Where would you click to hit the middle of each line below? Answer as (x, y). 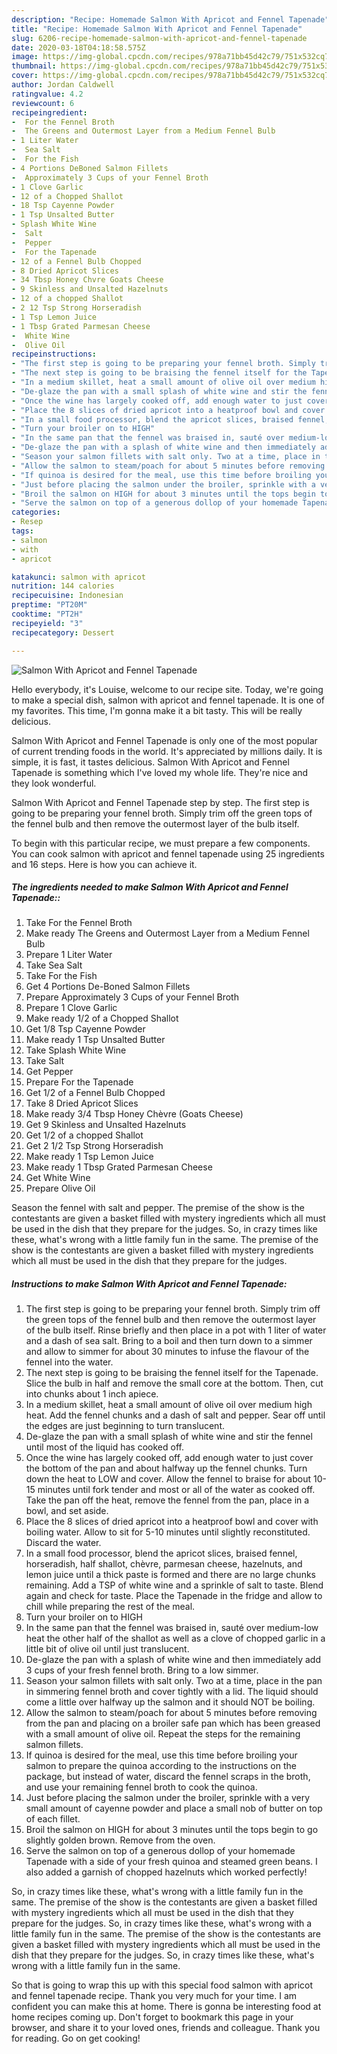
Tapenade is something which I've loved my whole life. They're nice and (160, 772)
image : (25, 57)
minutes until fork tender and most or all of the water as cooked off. (176, 1490)
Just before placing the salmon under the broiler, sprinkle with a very (168, 1798)
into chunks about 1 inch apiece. (92, 1394)
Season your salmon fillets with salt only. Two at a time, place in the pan (174, 1681)
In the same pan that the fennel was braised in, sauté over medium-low (172, 1628)
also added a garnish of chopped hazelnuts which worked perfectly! (166, 1872)
